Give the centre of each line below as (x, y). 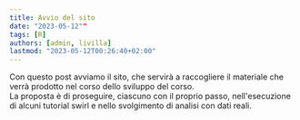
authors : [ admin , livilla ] (60, 43)
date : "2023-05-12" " (49, 26)
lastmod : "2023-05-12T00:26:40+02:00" (83, 51)
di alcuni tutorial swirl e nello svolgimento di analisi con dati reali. (130, 106)
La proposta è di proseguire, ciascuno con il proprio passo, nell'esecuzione (150, 97)
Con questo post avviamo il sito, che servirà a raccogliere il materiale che (147, 77)
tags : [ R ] (28, 34)
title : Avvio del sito (52, 18)
